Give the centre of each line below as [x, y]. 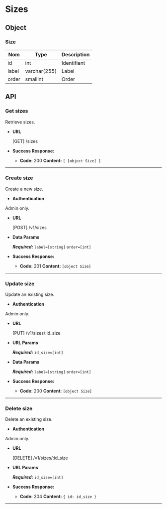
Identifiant [73, 63]
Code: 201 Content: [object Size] [55, 266]
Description [76, 54]
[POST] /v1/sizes [30, 227]
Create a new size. [24, 189]
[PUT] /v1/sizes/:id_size [36, 333]
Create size [19, 178]
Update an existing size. [30, 294]
